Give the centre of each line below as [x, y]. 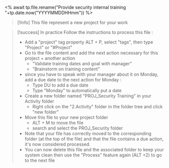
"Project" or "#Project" [49, 47]
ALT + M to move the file [58, 123]
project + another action [50, 58]
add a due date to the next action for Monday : [73, 80]
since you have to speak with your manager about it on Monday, [92, 74]
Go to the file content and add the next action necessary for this [91, 53]
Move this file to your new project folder [66, 117]
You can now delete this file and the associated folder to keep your [94, 150]
